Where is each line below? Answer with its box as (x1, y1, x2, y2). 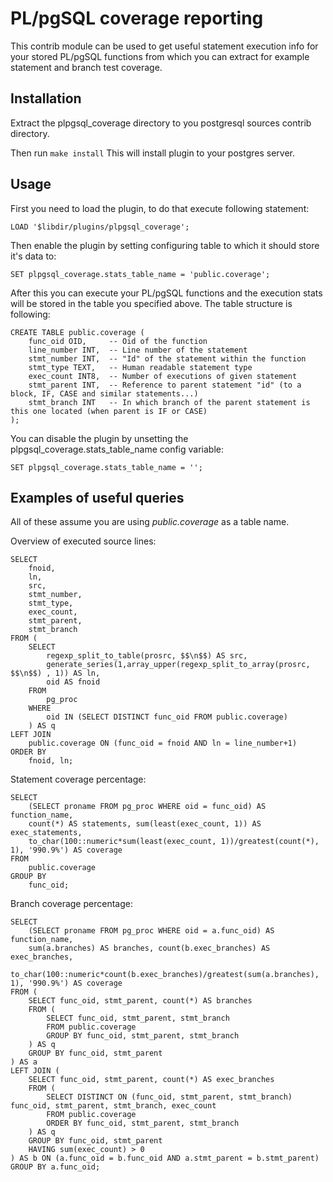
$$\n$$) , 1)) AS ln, (10, 668, 101, 679)
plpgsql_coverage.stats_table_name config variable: (10, 443, 224, 455)
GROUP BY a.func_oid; (10, 1162, 101, 1172)
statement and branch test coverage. (10, 61, 163, 73)
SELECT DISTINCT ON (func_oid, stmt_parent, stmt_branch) (46, 1092, 293, 1102)
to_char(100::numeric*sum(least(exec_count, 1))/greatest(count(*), (28, 837, 320, 847)
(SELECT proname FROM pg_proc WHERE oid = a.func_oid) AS (28, 926, 275, 936)
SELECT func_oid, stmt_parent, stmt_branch (46, 1013, 230, 1024)
